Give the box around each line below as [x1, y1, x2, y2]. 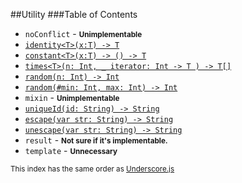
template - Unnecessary [24, 145, 118, 156]
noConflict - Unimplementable [24, 28, 143, 39]
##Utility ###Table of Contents [10, 9, 138, 20]
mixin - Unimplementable [24, 92, 120, 103]
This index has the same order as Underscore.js [10, 164, 175, 174]
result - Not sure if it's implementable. [24, 134, 168, 146]
